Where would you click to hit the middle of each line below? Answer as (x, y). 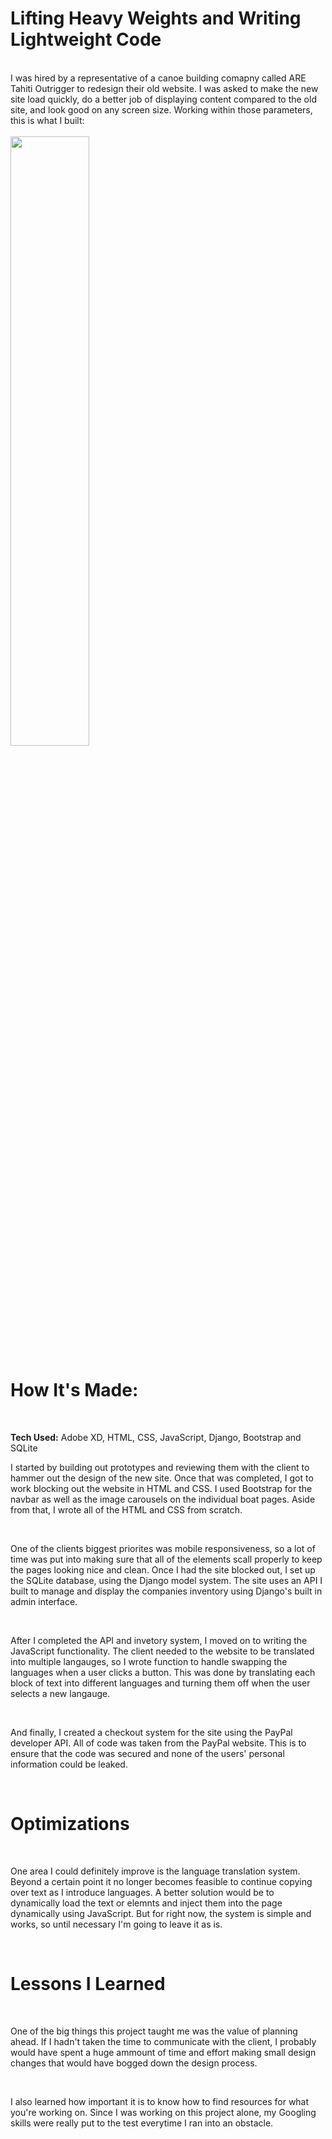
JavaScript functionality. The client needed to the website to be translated (162, 1651)
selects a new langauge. (60, 1693)
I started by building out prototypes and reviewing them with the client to (160, 1467)
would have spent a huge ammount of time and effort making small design (163, 2052)
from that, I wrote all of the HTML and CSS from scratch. (126, 1509)
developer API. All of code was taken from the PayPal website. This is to (158, 1743)
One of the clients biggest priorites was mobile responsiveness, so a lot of (163, 1548)
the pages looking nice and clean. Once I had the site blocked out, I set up (163, 1569)
